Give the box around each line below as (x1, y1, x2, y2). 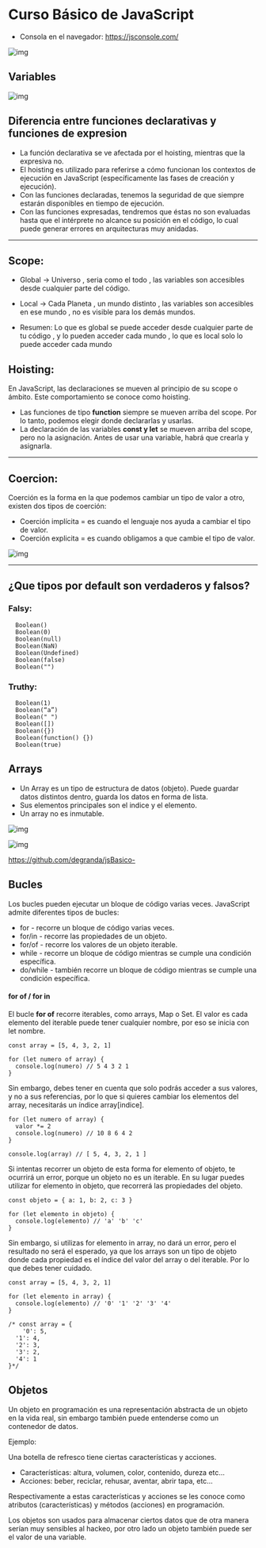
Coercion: (8, 472, 58, 485)
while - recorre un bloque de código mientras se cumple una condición (19, 948, 252, 957)
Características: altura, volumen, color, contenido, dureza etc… (19, 1467, 226, 1477)
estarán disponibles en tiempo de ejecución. (19, 198, 165, 208)
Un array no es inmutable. (19, 808, 104, 818)
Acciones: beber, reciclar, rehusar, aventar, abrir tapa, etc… (19, 1476, 214, 1485)
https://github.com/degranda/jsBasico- (8, 855, 136, 864)
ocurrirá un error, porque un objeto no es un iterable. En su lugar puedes (8, 1173, 245, 1182)
